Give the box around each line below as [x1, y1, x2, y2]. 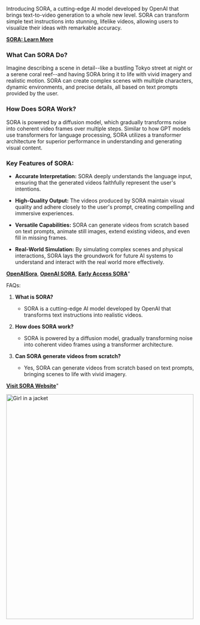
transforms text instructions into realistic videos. [23, 311, 143, 318]
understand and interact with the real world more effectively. [14, 258, 165, 266]
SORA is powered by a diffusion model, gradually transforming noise [23, 334, 193, 341]
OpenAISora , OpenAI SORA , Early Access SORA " [6, 270, 131, 277]
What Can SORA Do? [6, 50, 68, 59]
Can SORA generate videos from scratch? [14, 352, 121, 359]
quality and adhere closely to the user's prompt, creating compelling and [14, 203, 195, 211]
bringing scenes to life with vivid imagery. [23, 370, 127, 377]
